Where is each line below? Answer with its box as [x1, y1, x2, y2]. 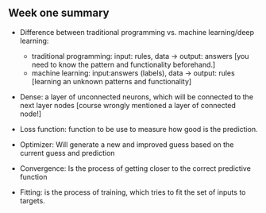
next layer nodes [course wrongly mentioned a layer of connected [19, 100, 237, 110]
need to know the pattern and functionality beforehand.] [31, 60, 216, 69]
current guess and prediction [19, 148, 115, 157]
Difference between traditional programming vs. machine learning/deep [19, 27, 255, 37]
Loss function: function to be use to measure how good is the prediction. [19, 124, 258, 134]
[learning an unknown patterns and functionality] [31, 76, 192, 86]
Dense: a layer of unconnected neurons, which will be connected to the [19, 91, 254, 102]
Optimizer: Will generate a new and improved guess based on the [19, 139, 234, 149]
